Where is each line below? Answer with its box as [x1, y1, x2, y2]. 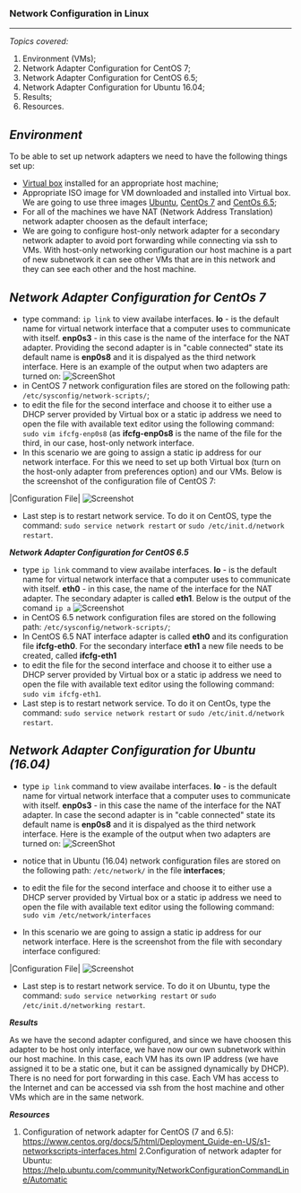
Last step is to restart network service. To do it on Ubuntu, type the [21, 980, 271, 991]
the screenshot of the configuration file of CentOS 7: [21, 475, 217, 487]
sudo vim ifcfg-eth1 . [21, 688, 101, 698]
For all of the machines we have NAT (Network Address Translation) [21, 206, 273, 217]
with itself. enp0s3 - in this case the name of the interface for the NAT [21, 800, 282, 811]
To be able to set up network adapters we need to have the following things [9, 151, 288, 162]
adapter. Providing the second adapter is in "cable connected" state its [21, 342, 284, 353]
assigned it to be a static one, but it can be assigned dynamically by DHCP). [9, 1063, 289, 1074]
